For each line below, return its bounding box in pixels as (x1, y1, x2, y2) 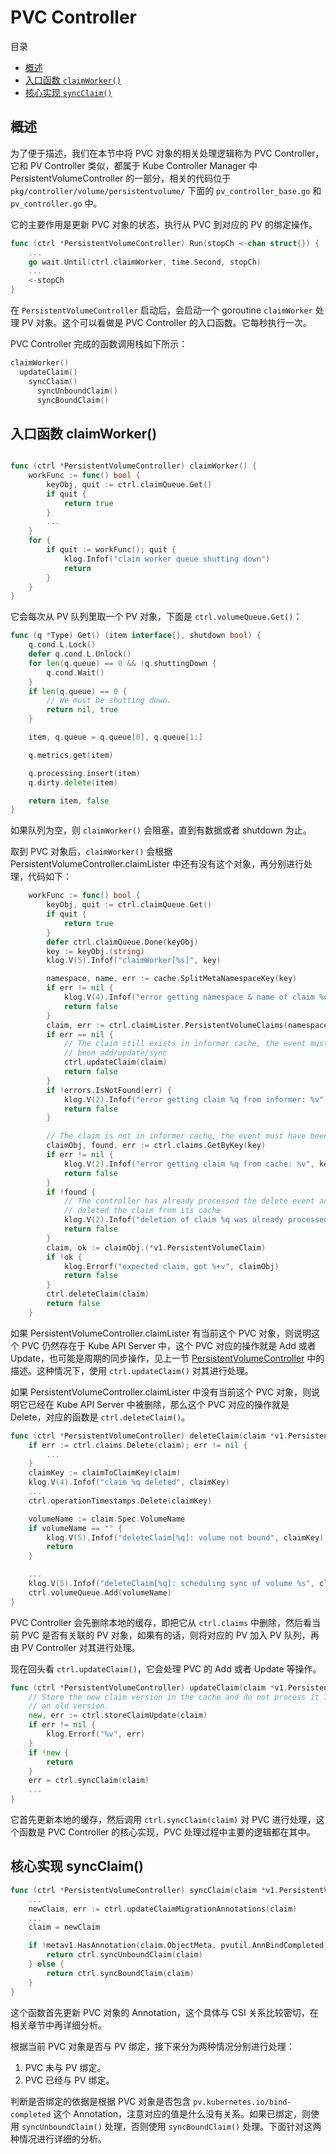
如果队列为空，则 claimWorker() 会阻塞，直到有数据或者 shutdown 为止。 (10, 824, 312, 836)
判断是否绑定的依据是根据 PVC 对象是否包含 (10, 2095, 192, 2107)
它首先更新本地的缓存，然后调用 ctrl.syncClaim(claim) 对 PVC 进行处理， (10, 1814, 317, 1826)
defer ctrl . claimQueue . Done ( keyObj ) (46, 937, 199, 947)
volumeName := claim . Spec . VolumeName (28, 1514, 186, 1524)
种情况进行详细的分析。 (10, 2132, 107, 2145)
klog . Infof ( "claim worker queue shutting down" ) (63, 554, 271, 564)
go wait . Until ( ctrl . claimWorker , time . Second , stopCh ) (28, 257, 262, 267)
